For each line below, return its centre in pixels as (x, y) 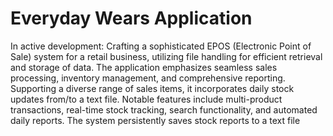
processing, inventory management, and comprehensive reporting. (148, 78)
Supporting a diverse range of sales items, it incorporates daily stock (152, 88)
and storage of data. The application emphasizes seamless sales (144, 67)
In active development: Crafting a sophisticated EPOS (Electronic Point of (161, 46)
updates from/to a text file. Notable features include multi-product (146, 99)
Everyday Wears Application (131, 18)
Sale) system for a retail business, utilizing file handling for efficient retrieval (166, 56)
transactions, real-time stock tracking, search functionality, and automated (164, 109)
